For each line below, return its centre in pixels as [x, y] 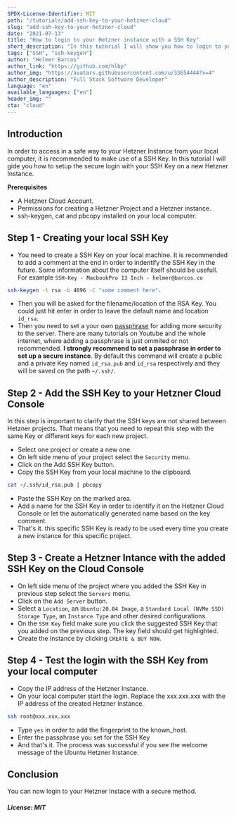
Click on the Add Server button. [63, 601]
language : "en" [29, 86]
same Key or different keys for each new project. [78, 436]
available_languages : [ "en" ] [50, 92]
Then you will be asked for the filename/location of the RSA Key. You [117, 304]
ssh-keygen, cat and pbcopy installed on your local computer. [107, 216]
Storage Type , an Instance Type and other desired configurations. [112, 616]
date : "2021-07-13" [36, 33]
